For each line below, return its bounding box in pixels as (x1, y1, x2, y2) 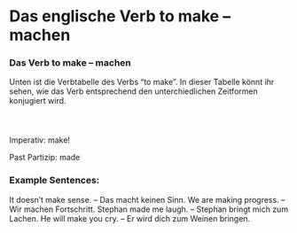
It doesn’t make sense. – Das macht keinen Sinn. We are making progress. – (9, 194, 285, 205)
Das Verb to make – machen (9, 57, 131, 69)
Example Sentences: (9, 175, 100, 187)
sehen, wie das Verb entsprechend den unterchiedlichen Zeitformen (9, 86, 259, 97)
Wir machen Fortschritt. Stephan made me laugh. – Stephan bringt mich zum (9, 204, 289, 214)
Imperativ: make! (9, 135, 71, 145)
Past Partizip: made (9, 152, 81, 163)
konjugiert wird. (9, 96, 66, 106)
